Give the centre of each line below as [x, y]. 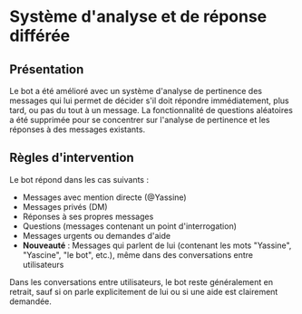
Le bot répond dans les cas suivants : [79, 179]
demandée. [31, 301]
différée [40, 36]
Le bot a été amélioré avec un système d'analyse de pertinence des [136, 91]
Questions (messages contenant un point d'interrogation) [130, 226]
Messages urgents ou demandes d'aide [96, 235]
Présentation [47, 69]
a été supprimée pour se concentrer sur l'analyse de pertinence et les [140, 120]
